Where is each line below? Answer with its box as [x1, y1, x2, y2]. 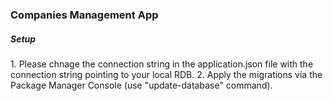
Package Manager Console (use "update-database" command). [10, 79, 273, 91]
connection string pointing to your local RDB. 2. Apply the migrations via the [10, 68, 323, 80]
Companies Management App [10, 8, 159, 22]
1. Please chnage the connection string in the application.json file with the [10, 58, 314, 70]
